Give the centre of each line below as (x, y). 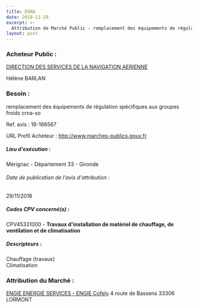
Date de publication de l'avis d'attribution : (58, 178)
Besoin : (18, 94)
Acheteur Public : (32, 54)
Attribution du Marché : (40, 280)
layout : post (22, 34)
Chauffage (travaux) (31, 259)
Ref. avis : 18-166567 (32, 124)
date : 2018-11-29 (27, 17)
